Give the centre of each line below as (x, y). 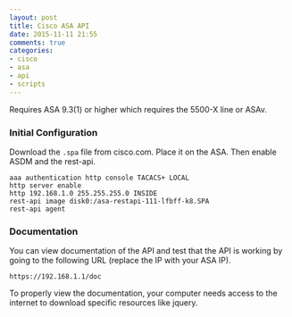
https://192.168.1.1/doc (55, 277)
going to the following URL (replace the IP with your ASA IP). (120, 261)
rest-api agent (38, 209)
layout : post (33, 17)
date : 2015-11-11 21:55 (54, 34)
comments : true (38, 42)
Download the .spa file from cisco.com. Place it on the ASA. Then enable (143, 152)
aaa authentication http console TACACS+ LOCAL (100, 178)
